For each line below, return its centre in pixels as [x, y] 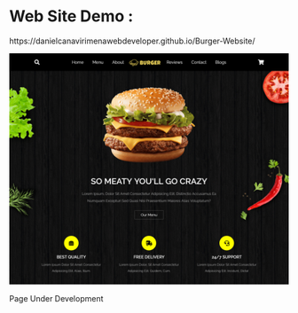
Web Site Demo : [71, 16]
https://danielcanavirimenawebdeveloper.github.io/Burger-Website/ [132, 41]
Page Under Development [56, 299]
